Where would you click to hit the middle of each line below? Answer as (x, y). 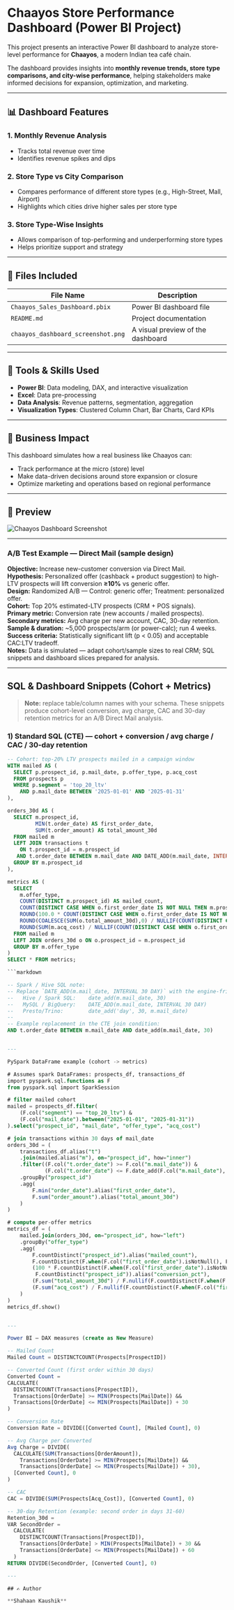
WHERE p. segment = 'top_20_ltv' (61, 785)
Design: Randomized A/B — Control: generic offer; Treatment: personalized (116, 591)
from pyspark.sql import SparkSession (63, 1088)
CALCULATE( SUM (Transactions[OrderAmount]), (77, 1454)
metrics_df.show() (34, 1307)
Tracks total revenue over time (61, 151)
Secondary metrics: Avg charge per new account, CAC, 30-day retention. (114, 620)
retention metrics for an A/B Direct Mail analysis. (94, 718)
